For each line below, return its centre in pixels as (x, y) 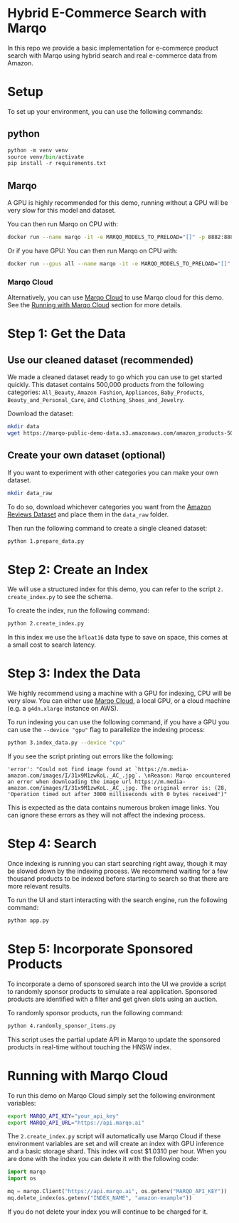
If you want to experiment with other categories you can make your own (113, 472)
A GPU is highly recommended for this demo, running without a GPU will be (118, 203)
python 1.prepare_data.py (46, 541)
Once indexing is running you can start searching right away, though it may (117, 864)
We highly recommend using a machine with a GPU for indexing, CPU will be (119, 693)
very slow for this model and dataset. (62, 211)
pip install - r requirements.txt (57, 164)
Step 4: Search (52, 844)
